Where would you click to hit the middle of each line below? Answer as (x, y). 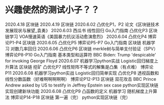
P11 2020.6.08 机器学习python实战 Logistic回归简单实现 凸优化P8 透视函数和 (82, 73)
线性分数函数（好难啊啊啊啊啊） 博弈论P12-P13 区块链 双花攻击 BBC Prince (81, 79)
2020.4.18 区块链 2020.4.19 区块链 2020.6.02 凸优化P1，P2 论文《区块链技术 (82, 24)
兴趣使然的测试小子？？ (52, 10)
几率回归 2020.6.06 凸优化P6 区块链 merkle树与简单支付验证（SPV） (88, 49)
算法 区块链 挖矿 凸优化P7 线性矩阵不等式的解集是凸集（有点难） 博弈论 (81, 67)
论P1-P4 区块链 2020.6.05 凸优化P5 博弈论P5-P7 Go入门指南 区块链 (73, 42)
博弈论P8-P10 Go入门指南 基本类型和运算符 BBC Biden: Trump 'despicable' (81, 54)
